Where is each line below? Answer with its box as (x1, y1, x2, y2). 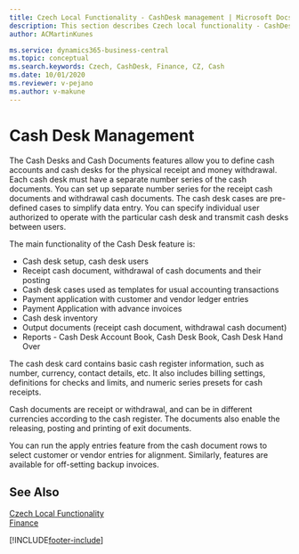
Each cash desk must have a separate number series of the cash (9, 174, 247, 184)
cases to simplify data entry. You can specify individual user (39, 202, 260, 213)
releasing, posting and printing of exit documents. (9, 422, 192, 433)
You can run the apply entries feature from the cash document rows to (9, 440, 268, 451)
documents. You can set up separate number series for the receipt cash (9, 183, 273, 194)
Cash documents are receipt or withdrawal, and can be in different (9, 403, 253, 414)
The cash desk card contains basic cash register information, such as (9, 358, 264, 369)
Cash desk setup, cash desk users (21, 256, 149, 266)
